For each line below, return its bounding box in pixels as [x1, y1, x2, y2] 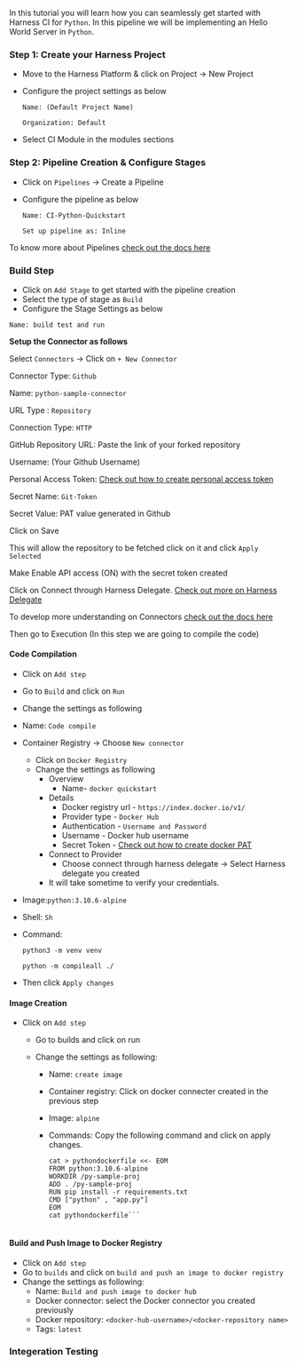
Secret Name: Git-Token [9, 490, 98, 501]
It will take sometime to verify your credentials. [48, 878, 220, 888]
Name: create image [48, 1069, 123, 1080]
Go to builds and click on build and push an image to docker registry [21, 1267, 284, 1277]
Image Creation [9, 997, 67, 1008]
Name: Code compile [21, 720, 97, 731]
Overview [48, 774, 84, 784]
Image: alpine [48, 1113, 100, 1124]
